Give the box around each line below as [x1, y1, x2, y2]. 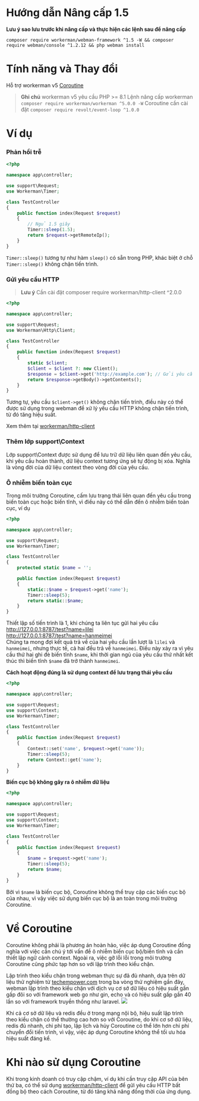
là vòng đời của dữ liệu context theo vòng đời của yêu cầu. [6, 464, 150, 471]
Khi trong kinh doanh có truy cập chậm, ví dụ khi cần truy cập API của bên [6, 1075, 188, 1082]
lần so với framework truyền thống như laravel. [6, 998, 121, 1005]
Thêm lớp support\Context [6, 438, 85, 446]
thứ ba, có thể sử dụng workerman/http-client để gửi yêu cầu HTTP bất [6, 1081, 181, 1089]
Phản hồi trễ [6, 147, 42, 156]
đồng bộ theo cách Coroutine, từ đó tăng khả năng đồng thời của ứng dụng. [6, 1088, 192, 1095]
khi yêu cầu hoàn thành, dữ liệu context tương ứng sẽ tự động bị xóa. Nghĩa [6, 457, 191, 464]
